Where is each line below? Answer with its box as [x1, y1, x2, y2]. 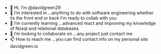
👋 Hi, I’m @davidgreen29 [9, 5, 61, 10]
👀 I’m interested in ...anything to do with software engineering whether [9, 10, 154, 16]
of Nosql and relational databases [9, 26, 79, 31]
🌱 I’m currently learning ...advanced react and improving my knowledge [9, 20, 156, 26]
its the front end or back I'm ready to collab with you [9, 15, 117, 21]
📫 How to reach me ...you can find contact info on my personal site [9, 36, 148, 42]
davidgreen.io [9, 43, 38, 49]
